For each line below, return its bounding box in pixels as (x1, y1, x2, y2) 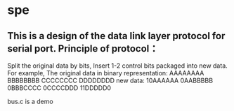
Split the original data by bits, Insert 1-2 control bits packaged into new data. (7, 61, 228, 70)
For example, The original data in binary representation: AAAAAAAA (7, 69, 204, 77)
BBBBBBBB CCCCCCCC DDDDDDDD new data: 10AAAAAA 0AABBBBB (7, 76, 213, 84)
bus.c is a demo (7, 97, 54, 105)
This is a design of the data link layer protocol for (7, 30, 226, 42)
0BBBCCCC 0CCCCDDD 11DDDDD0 (7, 84, 111, 92)
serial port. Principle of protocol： (7, 43, 159, 54)
